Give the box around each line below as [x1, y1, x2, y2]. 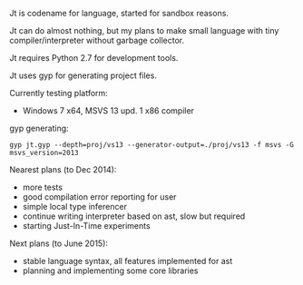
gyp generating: [9, 123, 70, 133]
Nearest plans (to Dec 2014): [9, 164, 117, 175]
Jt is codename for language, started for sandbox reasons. [9, 8, 230, 18]
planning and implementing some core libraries [22, 265, 199, 276]
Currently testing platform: [9, 88, 109, 98]
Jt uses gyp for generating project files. [9, 70, 157, 81]
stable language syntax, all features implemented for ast [22, 256, 233, 266]
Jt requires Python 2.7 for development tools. [9, 53, 179, 63]
